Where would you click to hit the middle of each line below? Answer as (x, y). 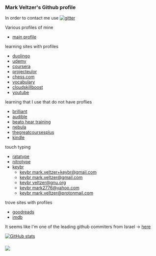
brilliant (20, 111)
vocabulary (24, 82)
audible (20, 117)
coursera (21, 66)
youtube (21, 93)
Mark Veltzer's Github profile (40, 7)
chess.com (23, 77)
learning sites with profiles (32, 47)
